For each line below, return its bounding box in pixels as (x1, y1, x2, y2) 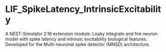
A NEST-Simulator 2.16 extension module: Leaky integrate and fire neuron (5, 30, 157, 36)
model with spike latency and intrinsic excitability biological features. (5, 36, 147, 42)
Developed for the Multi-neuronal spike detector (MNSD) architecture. (5, 41, 150, 47)
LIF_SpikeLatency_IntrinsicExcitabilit (5, 3, 161, 15)
